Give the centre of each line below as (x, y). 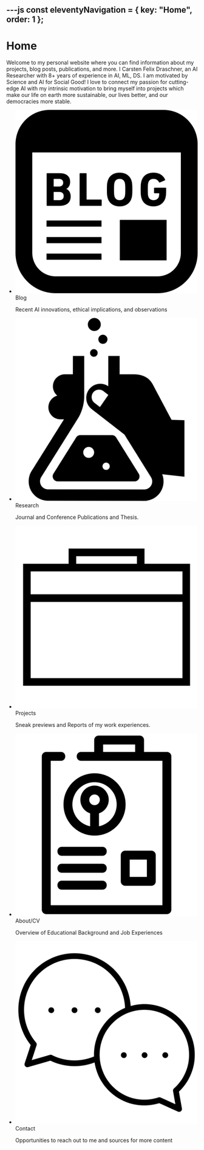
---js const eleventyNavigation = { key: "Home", (99, 10)
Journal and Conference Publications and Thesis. (77, 517)
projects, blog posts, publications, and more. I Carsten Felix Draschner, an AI (102, 69)
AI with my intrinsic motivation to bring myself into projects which (102, 88)
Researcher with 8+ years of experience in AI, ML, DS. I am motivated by (97, 76)
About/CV (28, 921)
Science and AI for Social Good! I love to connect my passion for (87, 82)
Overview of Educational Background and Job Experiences (89, 933)
